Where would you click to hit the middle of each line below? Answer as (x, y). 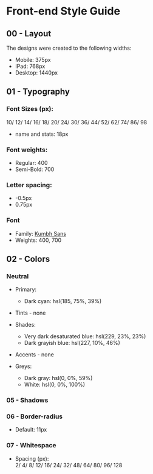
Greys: (23, 366)
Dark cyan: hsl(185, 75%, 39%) (63, 301)
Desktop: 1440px (36, 73)
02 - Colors (28, 259)
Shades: (25, 325)
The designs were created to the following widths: (69, 48)
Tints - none (30, 313)
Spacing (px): (32, 458)
